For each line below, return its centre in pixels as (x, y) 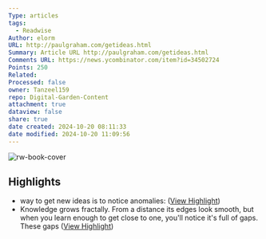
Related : (23, 75)
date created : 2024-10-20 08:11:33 (67, 127)
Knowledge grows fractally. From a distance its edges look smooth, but (137, 210)
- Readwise (34, 30)
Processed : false (37, 82)
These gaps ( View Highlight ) (67, 226)
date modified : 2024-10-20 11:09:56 (69, 134)
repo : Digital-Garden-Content (59, 97)
